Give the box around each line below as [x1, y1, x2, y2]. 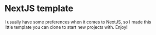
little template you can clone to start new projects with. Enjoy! [4, 24, 128, 30]
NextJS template [4, 3, 74, 14]
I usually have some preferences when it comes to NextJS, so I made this [4, 19, 152, 25]
